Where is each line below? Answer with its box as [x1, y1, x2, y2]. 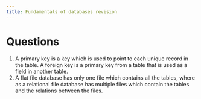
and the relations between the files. [14, 87, 103, 94]
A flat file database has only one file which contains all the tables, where [14, 74, 195, 81]
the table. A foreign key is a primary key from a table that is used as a [14, 61, 188, 68]
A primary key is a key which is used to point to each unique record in [14, 55, 188, 62]
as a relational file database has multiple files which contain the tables [14, 80, 190, 88]
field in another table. [14, 68, 68, 75]
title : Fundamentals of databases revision [6, 8, 118, 15]
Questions [6, 34, 59, 48]
